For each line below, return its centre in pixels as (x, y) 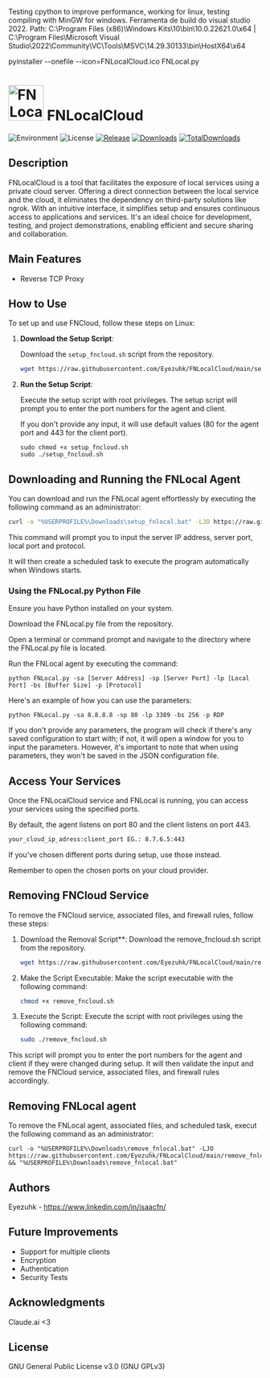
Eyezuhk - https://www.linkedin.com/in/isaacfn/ (87, 1207)
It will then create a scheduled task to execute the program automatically (129, 561)
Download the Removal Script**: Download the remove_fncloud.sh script (140, 939)
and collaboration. (38, 233)
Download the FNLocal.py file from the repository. (91, 624)
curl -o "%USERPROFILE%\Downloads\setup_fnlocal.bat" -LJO (109, 522)
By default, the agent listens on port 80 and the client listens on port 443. (130, 825)
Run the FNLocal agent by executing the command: (93, 664)
